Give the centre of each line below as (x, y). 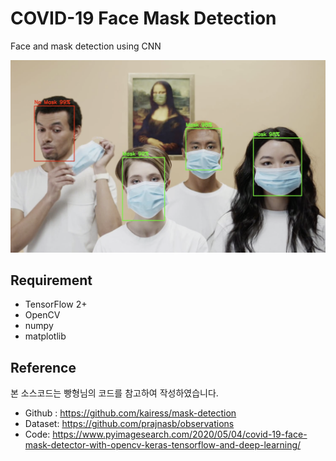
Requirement (51, 280)
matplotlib (45, 336)
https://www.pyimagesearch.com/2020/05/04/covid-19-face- (180, 434)
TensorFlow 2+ (56, 304)
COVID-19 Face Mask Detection (143, 18)
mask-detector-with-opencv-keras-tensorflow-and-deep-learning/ (163, 445)
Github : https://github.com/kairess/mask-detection (130, 413)
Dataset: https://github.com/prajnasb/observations (129, 424)
